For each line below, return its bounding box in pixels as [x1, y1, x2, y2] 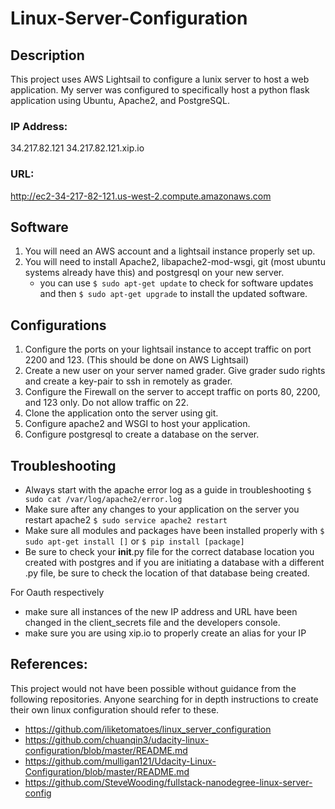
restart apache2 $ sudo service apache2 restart [24, 514, 228, 526]
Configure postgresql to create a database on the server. [24, 428, 260, 441]
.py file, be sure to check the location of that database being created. [24, 567, 310, 579]
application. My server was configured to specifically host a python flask [10, 84, 310, 96]
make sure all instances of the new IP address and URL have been [24, 606, 298, 618]
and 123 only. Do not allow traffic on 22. [24, 397, 189, 409]
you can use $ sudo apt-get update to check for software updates [39, 277, 314, 289]
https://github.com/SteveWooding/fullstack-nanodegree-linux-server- [24, 776, 313, 788]
